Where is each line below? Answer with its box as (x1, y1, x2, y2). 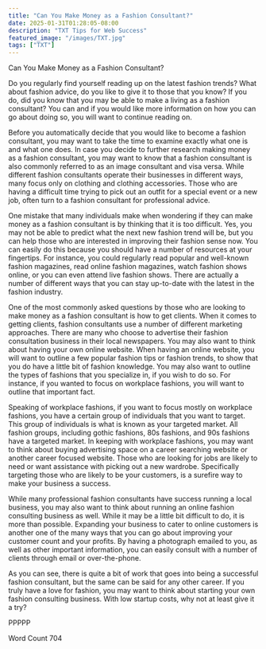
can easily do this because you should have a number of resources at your (8, 244, 253, 255)
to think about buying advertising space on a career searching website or (8, 445, 248, 455)
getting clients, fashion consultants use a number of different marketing (8, 319, 243, 329)
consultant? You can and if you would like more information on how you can (8, 104, 256, 114)
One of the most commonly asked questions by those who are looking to (8, 303, 246, 312)
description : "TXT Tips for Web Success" (8, 26, 148, 34)
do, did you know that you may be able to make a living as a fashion (8, 96, 230, 105)
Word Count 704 (8, 634, 63, 643)
